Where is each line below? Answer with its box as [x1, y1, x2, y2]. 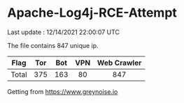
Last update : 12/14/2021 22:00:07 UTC [7, 28, 120, 36]
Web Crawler [97, 58, 142, 68]
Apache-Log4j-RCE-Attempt [7, 5, 177, 21]
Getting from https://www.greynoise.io [7, 87, 118, 95]
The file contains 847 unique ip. [7, 41, 99, 49]
